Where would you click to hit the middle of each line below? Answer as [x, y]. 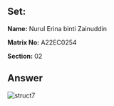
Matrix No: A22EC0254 [42, 42]
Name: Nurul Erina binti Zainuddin [57, 28]
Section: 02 [25, 56]
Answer [25, 78]
